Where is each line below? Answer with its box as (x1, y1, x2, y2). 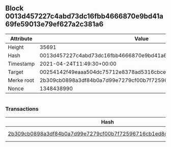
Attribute (10, 35, 33, 42)
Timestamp (8, 60, 35, 67)
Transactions (5, 105, 39, 112)
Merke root (8, 76, 35, 83)
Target (8, 68, 24, 75)
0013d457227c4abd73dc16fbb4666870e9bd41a (5, 12, 164, 21)
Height (8, 43, 24, 50)
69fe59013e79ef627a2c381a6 (5, 20, 104, 28)
